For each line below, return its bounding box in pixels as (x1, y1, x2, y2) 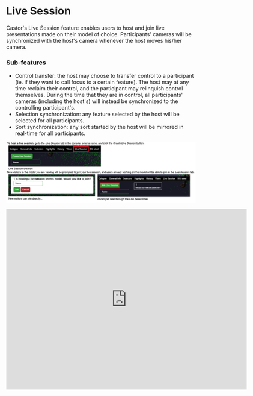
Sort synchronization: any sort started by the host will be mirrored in (14, 124, 184, 131)
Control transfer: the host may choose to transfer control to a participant (14, 72, 194, 80)
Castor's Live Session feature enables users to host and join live (6, 24, 165, 31)
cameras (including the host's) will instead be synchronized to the (14, 98, 178, 105)
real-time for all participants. (14, 130, 86, 137)
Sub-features (6, 58, 46, 67)
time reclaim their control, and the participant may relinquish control (14, 85, 183, 92)
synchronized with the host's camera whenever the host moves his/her (6, 37, 182, 44)
